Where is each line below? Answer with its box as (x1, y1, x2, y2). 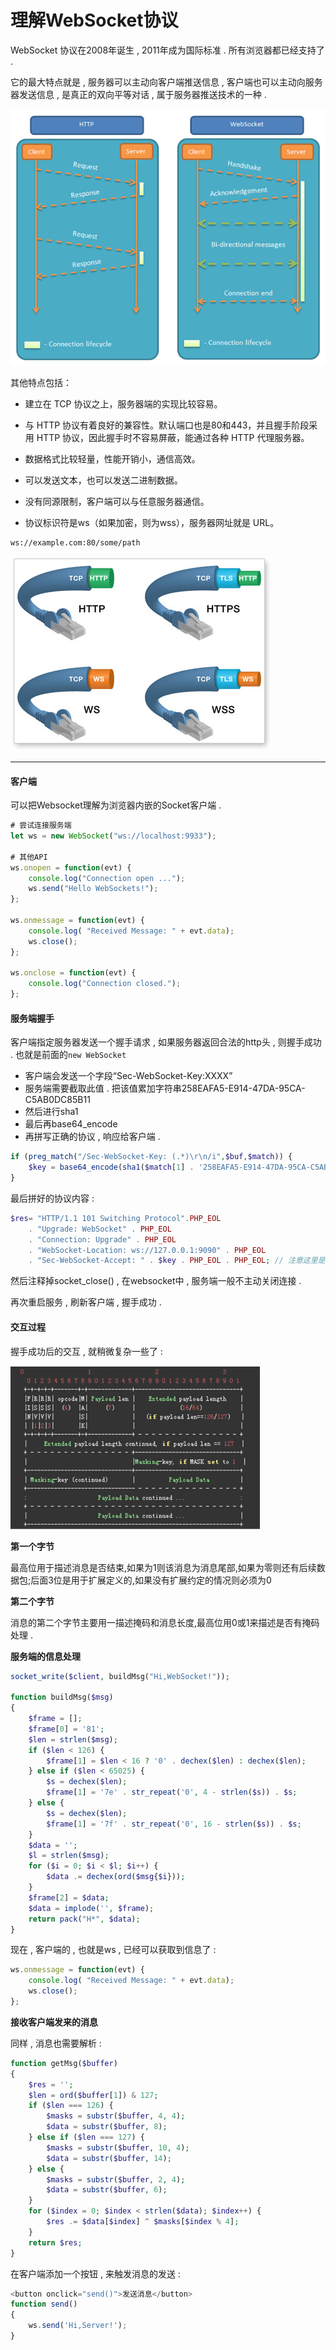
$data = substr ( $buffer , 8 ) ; (46, 2122, 168, 2132)
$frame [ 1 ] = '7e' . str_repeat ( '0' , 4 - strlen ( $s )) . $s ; (46, 1787, 298, 1798)
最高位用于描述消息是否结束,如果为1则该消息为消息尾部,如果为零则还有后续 (10, 1561, 317, 1573)
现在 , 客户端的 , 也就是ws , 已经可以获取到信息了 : (10, 1944, 217, 1956)
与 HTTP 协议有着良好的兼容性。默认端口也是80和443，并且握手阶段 (24, 419, 310, 431)
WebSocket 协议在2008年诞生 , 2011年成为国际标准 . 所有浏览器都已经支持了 (10, 44, 325, 56)
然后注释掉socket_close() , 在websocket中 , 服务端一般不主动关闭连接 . (10, 1275, 302, 1287)
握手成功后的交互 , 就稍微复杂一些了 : (10, 1345, 163, 1357)
